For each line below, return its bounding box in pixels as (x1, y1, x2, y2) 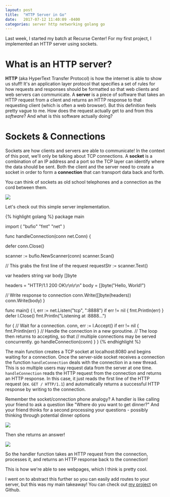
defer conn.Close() (5, 243, 45, 249)
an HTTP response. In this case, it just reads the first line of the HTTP (5, 376, 150, 382)
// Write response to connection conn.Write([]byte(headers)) (5, 292, 132, 298)
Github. (5, 487, 21, 493)
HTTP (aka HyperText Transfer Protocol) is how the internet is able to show (5, 76, 162, 82)
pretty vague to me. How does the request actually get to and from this (5, 108, 153, 114)
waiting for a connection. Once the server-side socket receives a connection (5, 354, 165, 360)
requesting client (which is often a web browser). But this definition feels (5, 102, 156, 109)
